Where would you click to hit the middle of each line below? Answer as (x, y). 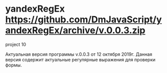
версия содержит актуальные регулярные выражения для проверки (80, 59)
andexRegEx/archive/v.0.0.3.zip (75, 30)
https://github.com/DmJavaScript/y (83, 20)
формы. (14, 65)
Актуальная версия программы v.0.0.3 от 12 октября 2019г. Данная (79, 54)
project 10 (16, 44)
